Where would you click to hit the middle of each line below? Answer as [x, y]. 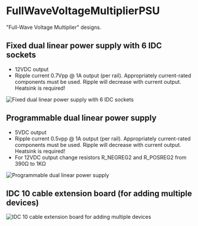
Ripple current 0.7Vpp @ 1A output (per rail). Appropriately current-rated [103, 76]
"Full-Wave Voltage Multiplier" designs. [54, 27]
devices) [23, 203]
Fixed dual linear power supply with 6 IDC [84, 46]
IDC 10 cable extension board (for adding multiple [99, 193]
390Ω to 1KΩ [30, 163]
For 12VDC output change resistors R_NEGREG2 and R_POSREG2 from [100, 157]
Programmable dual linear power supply [81, 118]
